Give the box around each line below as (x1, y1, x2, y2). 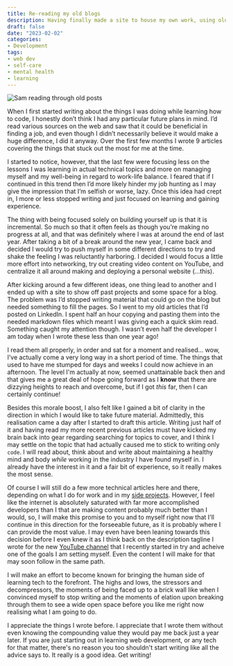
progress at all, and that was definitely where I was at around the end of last (7, 230, 224, 238)
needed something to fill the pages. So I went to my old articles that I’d (7, 303, 209, 311)
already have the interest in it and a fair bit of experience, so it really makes (7, 463, 222, 471)
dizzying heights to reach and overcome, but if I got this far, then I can (7, 383, 208, 391)
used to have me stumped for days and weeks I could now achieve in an (7, 361, 214, 369)
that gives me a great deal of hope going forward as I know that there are (7, 375, 217, 384)
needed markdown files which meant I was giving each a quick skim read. (7, 318, 218, 326)
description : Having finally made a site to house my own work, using (7, 17, 216, 24)
